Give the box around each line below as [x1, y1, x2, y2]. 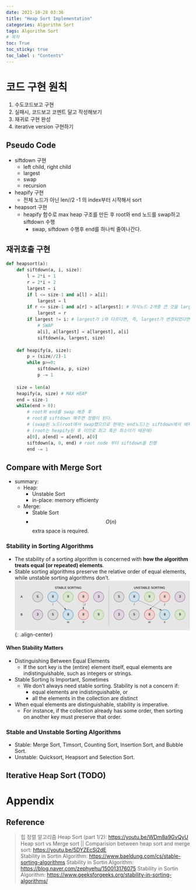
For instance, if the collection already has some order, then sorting [23, 707, 183, 714]
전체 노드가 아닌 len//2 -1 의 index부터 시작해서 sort [23, 196, 142, 203]
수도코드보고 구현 [14, 101, 54, 108]
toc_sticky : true [6, 47, 48, 53]
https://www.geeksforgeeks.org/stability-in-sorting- [46, 871, 172, 878]
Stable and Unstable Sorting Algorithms [6, 728, 121, 736]
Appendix [6, 794, 54, 807]
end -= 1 [27, 446, 48, 452]
